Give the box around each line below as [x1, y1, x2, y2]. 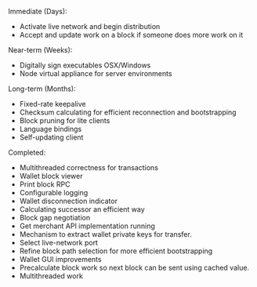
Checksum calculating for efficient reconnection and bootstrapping [19, 107, 237, 117]
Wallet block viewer [19, 172, 83, 180]
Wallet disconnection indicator [19, 196, 118, 205]
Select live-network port [19, 238, 98, 247]
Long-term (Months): [8, 84, 76, 93]
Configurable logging [19, 188, 89, 197]
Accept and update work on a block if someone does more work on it [19, 31, 244, 39]
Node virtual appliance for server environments [19, 69, 172, 78]
